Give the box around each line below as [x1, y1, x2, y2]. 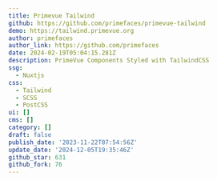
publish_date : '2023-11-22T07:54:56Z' [8, 138, 138, 147]
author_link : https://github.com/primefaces [8, 42, 159, 50]
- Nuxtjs [15, 71, 45, 79]
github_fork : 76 [8, 161, 62, 169]
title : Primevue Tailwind [8, 11, 94, 20]
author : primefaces [8, 34, 74, 42]
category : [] [8, 123, 52, 131]
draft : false [8, 131, 52, 139]
